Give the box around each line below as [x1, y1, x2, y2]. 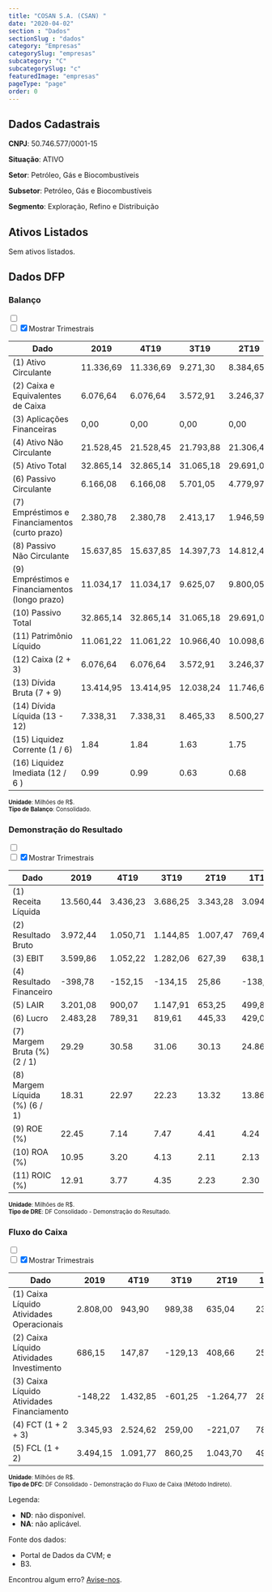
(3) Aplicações [12, 413, 69, 424]
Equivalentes [12, 390, 62, 401]
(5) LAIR [12, 999, 45, 1011]
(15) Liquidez [12, 733, 65, 745]
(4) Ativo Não [12, 436, 64, 448]
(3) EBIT [12, 952, 45, 963]
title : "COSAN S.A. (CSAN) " [8, 11, 107, 20]
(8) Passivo [12, 540, 57, 551]
